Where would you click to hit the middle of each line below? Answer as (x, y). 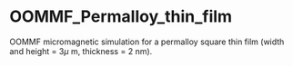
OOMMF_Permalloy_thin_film (121, 17)
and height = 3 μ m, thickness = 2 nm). (81, 51)
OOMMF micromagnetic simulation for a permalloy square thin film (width (147, 42)
